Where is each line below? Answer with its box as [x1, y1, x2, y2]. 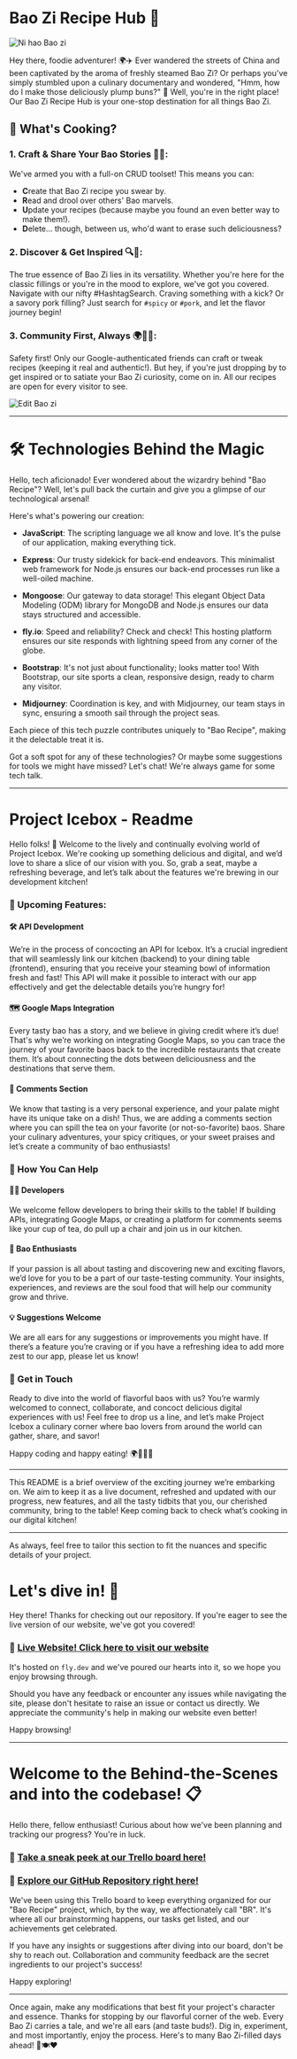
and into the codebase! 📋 [9, 1784, 202, 1804]
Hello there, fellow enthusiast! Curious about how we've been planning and [9, 1819, 283, 1830]
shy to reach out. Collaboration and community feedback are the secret [9, 1949, 270, 1960]
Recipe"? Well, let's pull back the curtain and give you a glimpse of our [9, 484, 267, 495]
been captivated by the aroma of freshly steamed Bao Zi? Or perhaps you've [9, 67, 288, 78]
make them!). [21, 213, 71, 224]
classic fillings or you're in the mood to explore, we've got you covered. [9, 278, 270, 289]
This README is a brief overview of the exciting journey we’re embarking [9, 1477, 276, 1488]
